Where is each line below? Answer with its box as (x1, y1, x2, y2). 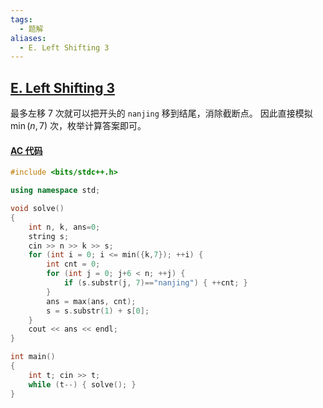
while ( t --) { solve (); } (28, 379, 137, 390)
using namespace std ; (10, 186, 101, 196)
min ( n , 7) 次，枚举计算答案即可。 (10, 120, 147, 132)
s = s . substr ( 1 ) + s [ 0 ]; (46, 306, 150, 316)
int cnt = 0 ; (46, 259, 101, 270)
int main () (10, 352, 56, 362)
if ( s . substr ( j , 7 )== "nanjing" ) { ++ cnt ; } (63, 278, 248, 288)
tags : (10, 14, 33, 25)
